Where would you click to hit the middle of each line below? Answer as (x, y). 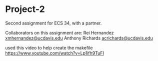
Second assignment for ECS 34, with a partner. (53, 23)
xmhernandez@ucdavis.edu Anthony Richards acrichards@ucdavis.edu (79, 38)
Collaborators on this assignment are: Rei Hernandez (59, 32)
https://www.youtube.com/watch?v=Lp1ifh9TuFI (54, 53)
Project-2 (25, 9)
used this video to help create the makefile (49, 47)
